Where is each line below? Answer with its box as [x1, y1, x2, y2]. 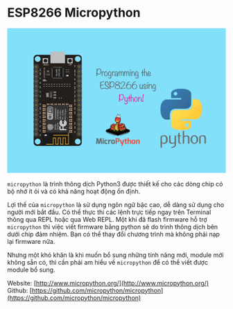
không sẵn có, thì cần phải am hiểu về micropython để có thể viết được [7, 258, 208, 266]
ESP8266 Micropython [7, 5, 141, 21]
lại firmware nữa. [7, 237, 55, 245]
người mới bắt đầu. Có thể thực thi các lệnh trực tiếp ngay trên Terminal [7, 208, 212, 216]
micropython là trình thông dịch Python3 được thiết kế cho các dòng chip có [7, 179, 223, 188]
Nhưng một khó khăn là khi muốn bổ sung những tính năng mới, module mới [7, 251, 224, 259]
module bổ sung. [7, 265, 55, 274]
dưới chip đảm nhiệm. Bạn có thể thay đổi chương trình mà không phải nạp [7, 230, 221, 238]
